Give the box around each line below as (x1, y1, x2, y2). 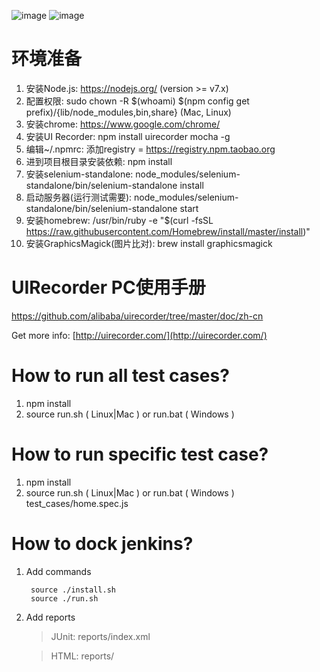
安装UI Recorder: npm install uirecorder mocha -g (25, 130, 231, 142)
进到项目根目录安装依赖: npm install (25, 155, 173, 167)
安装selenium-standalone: (25, 168, 134, 180)
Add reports (25, 611, 76, 623)
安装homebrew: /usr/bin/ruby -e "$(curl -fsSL (25, 214, 214, 226)
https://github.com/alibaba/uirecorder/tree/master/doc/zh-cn (11, 310, 264, 322)
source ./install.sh (30, 585, 116, 595)
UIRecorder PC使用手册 (11, 276, 206, 299)
